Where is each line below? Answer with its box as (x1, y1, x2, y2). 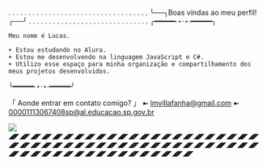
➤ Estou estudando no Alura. (8, 46, 107, 54)
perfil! (237, 8, 257, 17)
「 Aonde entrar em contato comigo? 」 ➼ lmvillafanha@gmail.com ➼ (8, 98, 240, 108)
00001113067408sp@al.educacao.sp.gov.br (8, 108, 155, 116)
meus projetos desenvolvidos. (8, 67, 111, 75)
